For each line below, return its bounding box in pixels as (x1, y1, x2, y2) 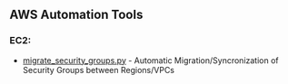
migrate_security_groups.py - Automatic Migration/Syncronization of (22, 54, 279, 66)
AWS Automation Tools (9, 7, 144, 23)
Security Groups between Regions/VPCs (22, 64, 175, 75)
